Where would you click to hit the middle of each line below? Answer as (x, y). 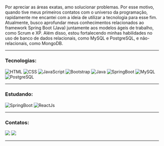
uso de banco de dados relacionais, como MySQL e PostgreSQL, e (72, 38)
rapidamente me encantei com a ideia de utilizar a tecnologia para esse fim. (81, 17)
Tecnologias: (21, 61)
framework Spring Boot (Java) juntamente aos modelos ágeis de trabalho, (79, 28)
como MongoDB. (46, 43)
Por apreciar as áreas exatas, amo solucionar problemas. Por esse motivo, (80, 7)
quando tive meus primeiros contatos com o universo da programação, (76, 12)
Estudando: (19, 94)
